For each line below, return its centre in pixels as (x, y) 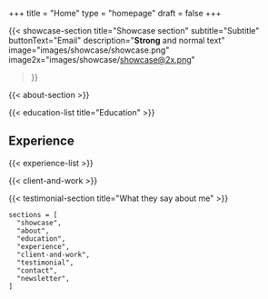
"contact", (37, 270)
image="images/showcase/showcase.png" (89, 50)
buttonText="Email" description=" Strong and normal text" (117, 40)
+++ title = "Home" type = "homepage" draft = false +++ (115, 13)
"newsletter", (43, 278)
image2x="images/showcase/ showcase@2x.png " (102, 60)
